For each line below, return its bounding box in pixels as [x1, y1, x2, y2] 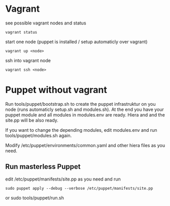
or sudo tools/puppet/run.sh [5, 194, 64, 201]
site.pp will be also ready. [5, 117, 58, 123]
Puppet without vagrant [5, 84, 108, 96]
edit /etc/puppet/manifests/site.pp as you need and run [5, 176, 121, 182]
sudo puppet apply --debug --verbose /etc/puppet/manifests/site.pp [5, 186, 153, 191]
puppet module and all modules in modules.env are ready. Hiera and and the [5, 111, 165, 117]
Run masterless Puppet [5, 162, 81, 171]
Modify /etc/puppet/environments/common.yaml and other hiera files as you [5, 142, 165, 148]
